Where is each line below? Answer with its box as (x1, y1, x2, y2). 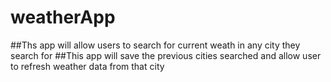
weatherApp (10, 6, 116, 29)
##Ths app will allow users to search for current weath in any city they (10, 39, 301, 51)
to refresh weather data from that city (10, 60, 165, 72)
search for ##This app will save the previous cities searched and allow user (10, 49, 322, 61)
